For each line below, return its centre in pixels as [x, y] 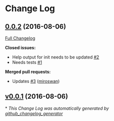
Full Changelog [20, 38]
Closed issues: [20, 48]
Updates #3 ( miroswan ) [36, 81]
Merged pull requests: [28, 72]
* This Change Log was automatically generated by [57, 108]
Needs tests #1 [27, 62]
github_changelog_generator [34, 113]
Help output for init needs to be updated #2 [56, 57]
